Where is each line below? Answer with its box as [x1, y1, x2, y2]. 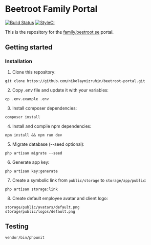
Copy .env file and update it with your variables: [12, 87, 109, 93]
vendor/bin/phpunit [5, 235, 45, 240]
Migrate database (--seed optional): [12, 141, 85, 147]
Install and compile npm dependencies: [12, 123, 91, 129]
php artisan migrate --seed [5, 151, 63, 156]
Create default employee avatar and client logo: [12, 195, 108, 201]
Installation [5, 58, 33, 65]
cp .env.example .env [5, 96, 49, 101]
